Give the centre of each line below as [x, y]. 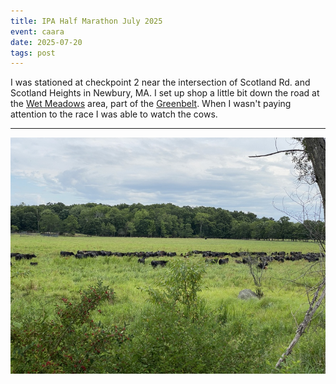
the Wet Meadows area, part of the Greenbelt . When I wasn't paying [151, 104]
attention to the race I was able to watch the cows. [114, 114]
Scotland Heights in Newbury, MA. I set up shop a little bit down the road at [165, 93]
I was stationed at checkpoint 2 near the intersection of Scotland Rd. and [160, 82]
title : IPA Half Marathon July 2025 [86, 21]
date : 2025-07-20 [46, 42]
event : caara [37, 31]
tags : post [33, 53]
